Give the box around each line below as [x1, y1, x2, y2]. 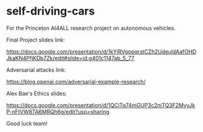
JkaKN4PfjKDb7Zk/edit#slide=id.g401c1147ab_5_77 [6, 54, 135, 61]
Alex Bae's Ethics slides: [6, 89, 67, 97]
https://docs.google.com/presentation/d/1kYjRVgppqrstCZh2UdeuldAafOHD [6, 47, 197, 55]
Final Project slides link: [6, 36, 65, 43]
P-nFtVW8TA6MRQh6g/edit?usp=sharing [6, 108, 110, 115]
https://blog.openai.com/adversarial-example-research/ [6, 78, 146, 85]
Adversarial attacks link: [6, 66, 67, 74]
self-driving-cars [6, 4, 95, 18]
